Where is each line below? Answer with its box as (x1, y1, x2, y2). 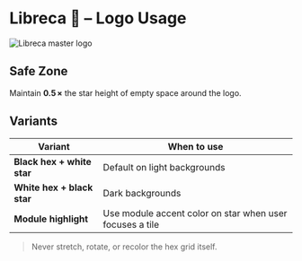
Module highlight (13, 213, 88, 225)
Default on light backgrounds (102, 161, 226, 173)
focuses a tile (102, 218, 160, 231)
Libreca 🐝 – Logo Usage (9, 8, 187, 29)
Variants (9, 114, 58, 129)
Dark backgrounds (102, 187, 182, 199)
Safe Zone (9, 64, 68, 79)
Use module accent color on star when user (102, 206, 288, 219)
